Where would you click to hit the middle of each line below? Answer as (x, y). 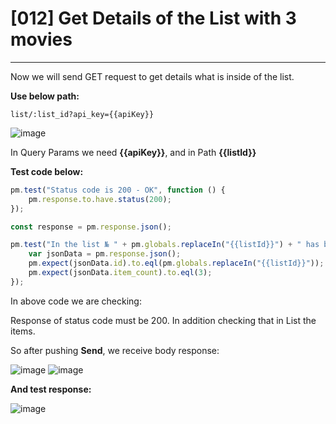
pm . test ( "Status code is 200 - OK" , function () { (118, 190)
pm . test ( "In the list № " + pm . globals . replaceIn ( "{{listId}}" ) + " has (165, 245)
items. (23, 331)
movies (41, 39)
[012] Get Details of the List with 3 (153, 18)
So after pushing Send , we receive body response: (115, 350)
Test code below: (47, 171)
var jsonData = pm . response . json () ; (105, 254)
